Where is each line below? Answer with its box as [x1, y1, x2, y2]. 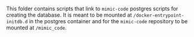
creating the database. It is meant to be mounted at [6, 11, 133, 18]
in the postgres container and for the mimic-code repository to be [29, 18, 188, 24]
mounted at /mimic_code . [6, 24, 67, 31]
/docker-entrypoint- [133, 13, 184, 18]
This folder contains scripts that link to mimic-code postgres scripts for [6, 5, 178, 12]
